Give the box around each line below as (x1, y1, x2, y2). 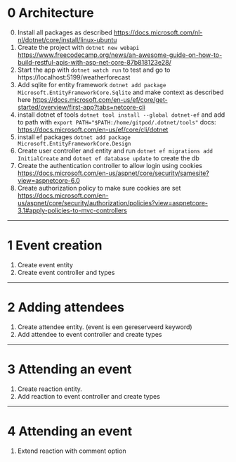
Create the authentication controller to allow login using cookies (17, 161, 202, 169)
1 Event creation (7, 238, 103, 254)
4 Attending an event (7, 423, 132, 439)
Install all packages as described (17, 28, 112, 37)
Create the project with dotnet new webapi (17, 43, 140, 51)
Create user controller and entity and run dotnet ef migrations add (17, 146, 213, 155)
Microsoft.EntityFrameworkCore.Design (17, 140, 131, 147)
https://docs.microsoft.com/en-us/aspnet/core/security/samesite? (17, 169, 209, 177)
